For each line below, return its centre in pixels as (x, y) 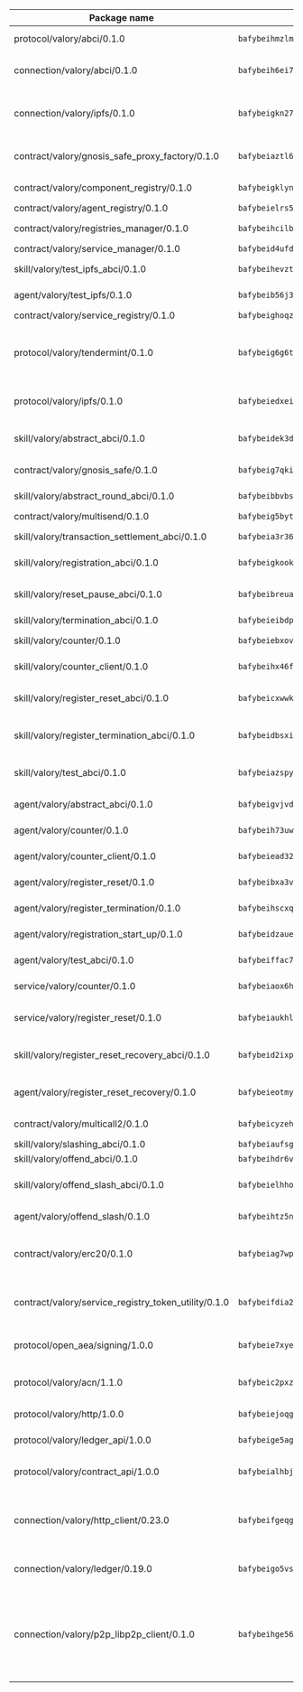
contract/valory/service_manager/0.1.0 (97, 249)
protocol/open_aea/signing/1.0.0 (84, 1345)
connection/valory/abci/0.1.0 (76, 70)
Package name (122, 18)
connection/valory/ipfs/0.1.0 (74, 113)
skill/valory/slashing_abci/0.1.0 (80, 1144)
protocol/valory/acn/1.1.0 (69, 1383)
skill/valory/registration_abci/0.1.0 (87, 562)
